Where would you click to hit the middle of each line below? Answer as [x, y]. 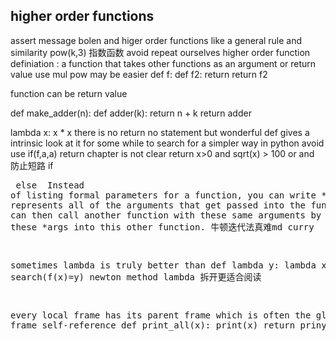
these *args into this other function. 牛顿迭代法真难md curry [162, 227]
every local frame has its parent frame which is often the [161, 315]
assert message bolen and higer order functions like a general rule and [156, 40]
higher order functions [82, 16]
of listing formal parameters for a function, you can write [163, 195]
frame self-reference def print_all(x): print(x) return [153, 325]
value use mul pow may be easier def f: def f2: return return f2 [139, 74]
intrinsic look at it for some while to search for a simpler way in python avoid [167, 143]
